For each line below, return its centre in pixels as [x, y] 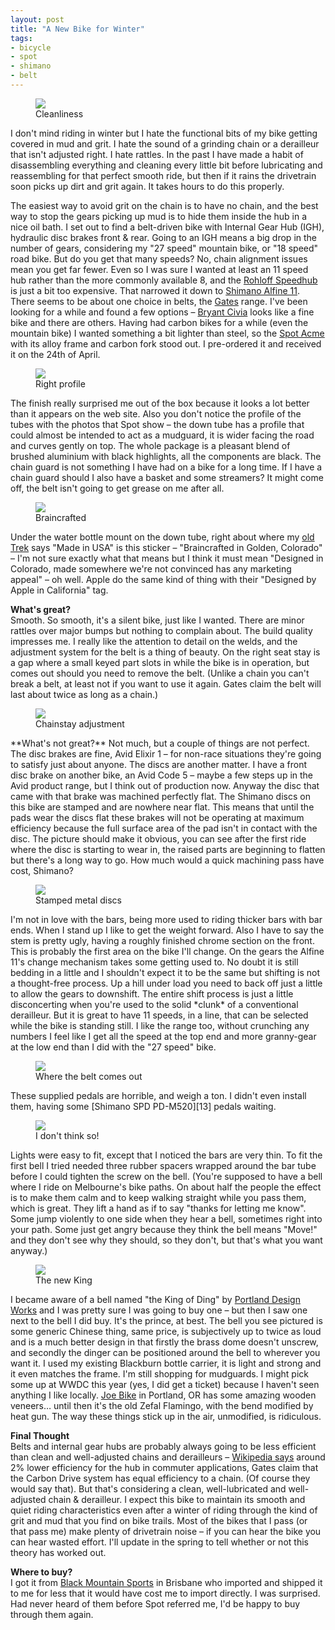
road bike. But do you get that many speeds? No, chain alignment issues [159, 258]
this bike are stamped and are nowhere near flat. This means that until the [162, 807]
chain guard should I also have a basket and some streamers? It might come [167, 477]
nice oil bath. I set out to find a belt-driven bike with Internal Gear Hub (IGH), [167, 227]
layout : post [37, 19]
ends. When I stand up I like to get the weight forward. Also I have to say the [167, 930]
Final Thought [40, 1435]
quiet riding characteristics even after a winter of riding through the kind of [164, 1510]
